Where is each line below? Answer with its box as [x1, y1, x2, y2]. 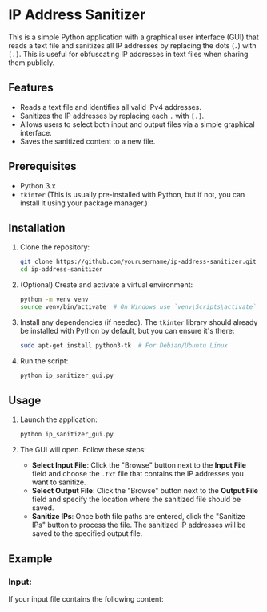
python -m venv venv [19, 295, 89, 304]
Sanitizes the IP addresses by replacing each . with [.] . [19, 111, 205, 120]
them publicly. [8, 58, 55, 67]
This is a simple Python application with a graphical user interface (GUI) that [8, 32, 260, 42]
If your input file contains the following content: [8, 594, 164, 603]
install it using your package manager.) [19, 198, 148, 208]
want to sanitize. [31, 477, 86, 487]
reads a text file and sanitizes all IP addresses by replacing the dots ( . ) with [8, 40, 257, 50]
